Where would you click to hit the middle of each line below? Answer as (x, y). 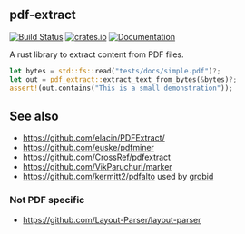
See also (34, 116)
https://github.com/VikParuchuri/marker (97, 167)
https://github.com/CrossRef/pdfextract (96, 157)
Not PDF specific (47, 200)
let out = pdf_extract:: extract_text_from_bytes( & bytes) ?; (123, 79)
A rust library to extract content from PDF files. (97, 54)
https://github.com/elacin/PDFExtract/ (93, 138)
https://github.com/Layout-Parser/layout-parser (112, 219)
